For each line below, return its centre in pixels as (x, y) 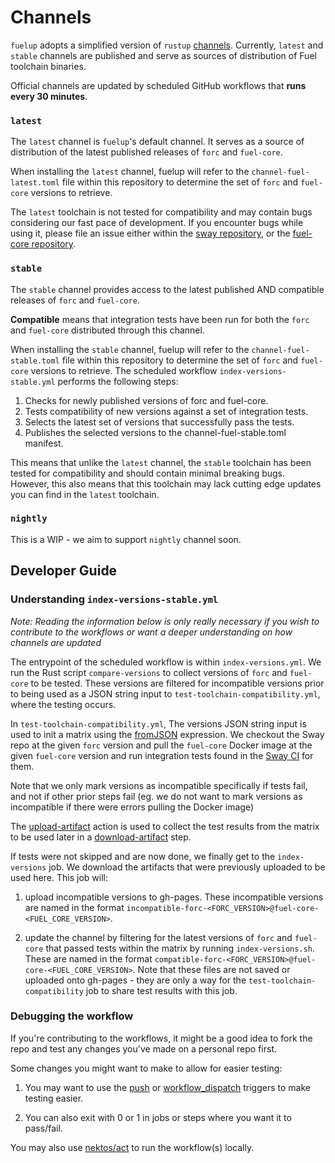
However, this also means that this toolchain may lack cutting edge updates (166, 483)
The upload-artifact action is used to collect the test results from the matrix (165, 826)
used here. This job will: (59, 877)
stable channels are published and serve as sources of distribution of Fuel (163, 55)
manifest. (44, 443)
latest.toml (35, 183)
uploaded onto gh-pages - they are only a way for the (135, 980)
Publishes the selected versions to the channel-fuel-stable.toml (155, 432)
